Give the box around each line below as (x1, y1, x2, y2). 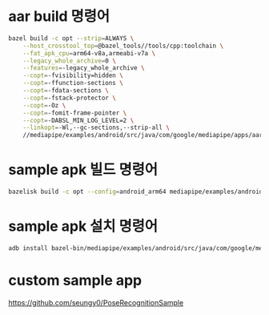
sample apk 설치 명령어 (8, 217, 159, 236)
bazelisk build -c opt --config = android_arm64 (8, 188, 167, 196)
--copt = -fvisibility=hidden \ (22, 71, 124, 80)
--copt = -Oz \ (22, 101, 66, 109)
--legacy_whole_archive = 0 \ (22, 57, 116, 65)
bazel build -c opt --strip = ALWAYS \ (8, 34, 134, 42)
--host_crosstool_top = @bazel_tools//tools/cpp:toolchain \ (22, 42, 224, 50)
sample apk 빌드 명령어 (8, 161, 159, 179)
